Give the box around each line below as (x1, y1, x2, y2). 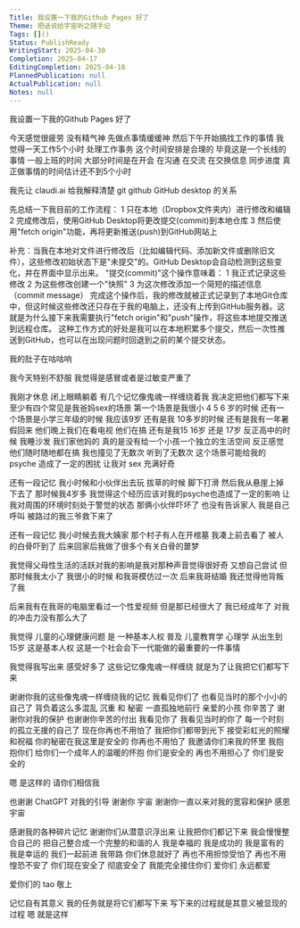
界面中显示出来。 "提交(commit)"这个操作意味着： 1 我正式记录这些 (39, 267, 287, 278)
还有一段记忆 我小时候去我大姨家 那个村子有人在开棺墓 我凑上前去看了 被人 (9, 529, 284, 540)
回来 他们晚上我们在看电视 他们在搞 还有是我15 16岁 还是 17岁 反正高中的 (16, 425, 283, 435)
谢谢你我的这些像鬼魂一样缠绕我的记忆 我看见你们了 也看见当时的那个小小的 (9, 691, 287, 701)
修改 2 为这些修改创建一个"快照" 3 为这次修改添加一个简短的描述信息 (9, 278, 262, 289)
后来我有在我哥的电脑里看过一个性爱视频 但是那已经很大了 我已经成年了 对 (9, 601, 282, 611)
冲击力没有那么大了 (16, 612, 87, 623)
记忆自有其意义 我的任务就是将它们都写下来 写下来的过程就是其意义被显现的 (9, 898, 287, 908)
